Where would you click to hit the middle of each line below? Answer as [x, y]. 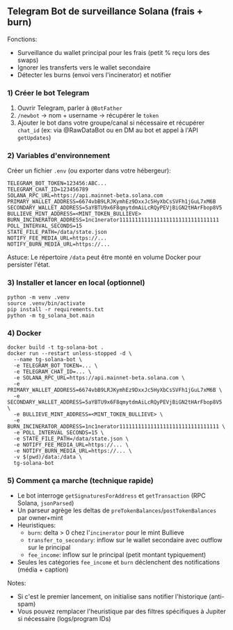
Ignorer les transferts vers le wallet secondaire [84, 67]
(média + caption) [43, 569]
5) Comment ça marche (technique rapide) [81, 480]
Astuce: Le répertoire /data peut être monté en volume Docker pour [104, 258]
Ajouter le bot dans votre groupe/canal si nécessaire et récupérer [111, 123]
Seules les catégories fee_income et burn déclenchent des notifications [119, 562]
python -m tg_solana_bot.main [51, 315]
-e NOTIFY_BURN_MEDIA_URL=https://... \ [73, 451]
